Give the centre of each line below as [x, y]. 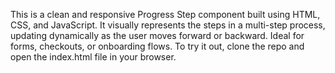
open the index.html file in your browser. [93, 57]
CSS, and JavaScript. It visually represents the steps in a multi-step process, [168, 25]
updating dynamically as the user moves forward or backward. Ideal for [157, 35]
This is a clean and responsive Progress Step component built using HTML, [165, 14]
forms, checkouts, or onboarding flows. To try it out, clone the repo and [157, 46]
